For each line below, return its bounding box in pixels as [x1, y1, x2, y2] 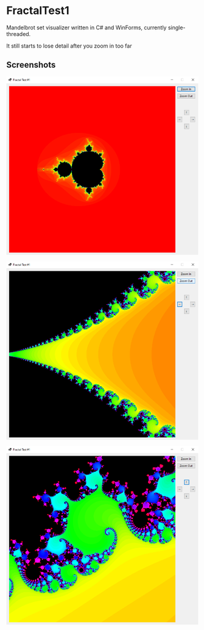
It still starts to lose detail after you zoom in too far [6, 42, 132, 49]
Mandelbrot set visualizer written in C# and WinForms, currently [6, 24, 167, 31]
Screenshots [6, 60, 56, 70]
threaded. [6, 30, 31, 37]
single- [167, 24, 186, 31]
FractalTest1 [6, 4, 70, 18]
